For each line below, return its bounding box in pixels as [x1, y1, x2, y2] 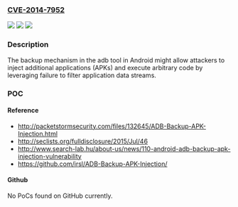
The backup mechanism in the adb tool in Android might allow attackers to [7, 55, 225, 65]
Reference [7, 106, 39, 115]
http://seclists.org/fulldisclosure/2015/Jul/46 [17, 137, 148, 145]
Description [7, 40, 49, 50]
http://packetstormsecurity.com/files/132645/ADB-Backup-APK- [17, 122, 206, 130]
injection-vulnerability [17, 152, 82, 160]
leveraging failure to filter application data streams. [7, 71, 156, 79]
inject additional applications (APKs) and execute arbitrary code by [7, 63, 203, 72]
